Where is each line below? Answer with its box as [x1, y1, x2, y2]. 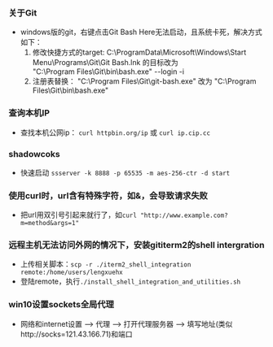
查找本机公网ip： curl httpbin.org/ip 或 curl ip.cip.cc [20, 128, 210, 137]
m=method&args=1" [20, 219, 80, 228]
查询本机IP [8, 107, 51, 119]
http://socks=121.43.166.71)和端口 [20, 329, 133, 339]
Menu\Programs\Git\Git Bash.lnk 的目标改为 [32, 58, 178, 67]
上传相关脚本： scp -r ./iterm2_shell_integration [20, 259, 192, 269]
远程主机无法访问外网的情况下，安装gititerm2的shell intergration [8, 240, 265, 251]
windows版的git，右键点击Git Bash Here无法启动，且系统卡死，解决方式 [20, 27, 262, 37]
